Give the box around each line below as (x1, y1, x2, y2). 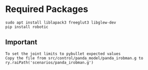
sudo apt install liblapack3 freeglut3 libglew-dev (5, 20, 116, 25)
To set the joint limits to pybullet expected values (5, 51, 121, 56)
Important (5, 38, 37, 46)
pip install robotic (5, 24, 49, 29)
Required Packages (5, 3, 88, 15)
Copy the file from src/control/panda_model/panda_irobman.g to (5, 55, 143, 60)
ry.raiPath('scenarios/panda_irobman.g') (5, 60, 94, 65)
